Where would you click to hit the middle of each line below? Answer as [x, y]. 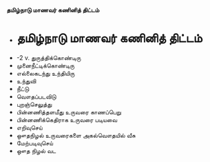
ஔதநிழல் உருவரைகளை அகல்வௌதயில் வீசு [76, 135]
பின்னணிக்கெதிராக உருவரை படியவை [67, 119]
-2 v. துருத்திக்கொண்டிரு [49, 57]
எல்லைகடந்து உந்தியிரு [45, 73]
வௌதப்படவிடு [36, 97]
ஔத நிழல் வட [36, 150]
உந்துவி [26, 81]
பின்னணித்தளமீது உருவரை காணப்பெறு [69, 112]
